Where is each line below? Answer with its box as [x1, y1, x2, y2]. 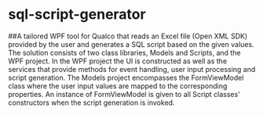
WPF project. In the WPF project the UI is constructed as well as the [8, 56, 228, 66]
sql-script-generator [8, 5, 147, 23]
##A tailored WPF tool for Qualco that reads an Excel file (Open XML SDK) [8, 31, 248, 41]
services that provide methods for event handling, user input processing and [8, 64, 256, 74]
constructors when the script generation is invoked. [8, 98, 175, 107]
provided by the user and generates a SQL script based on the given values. [8, 39, 254, 49]
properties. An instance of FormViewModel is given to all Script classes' [8, 89, 241, 99]
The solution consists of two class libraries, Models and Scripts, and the [8, 48, 241, 57]
